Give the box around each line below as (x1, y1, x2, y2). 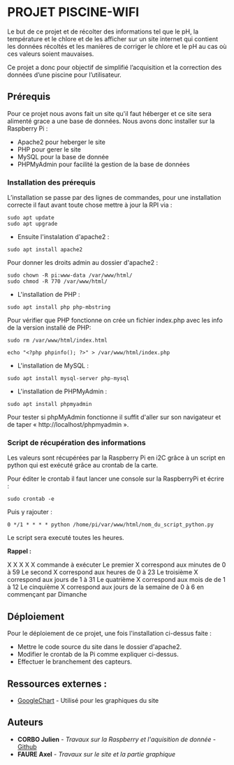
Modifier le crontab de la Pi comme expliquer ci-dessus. (17, 650, 180, 659)
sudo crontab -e (7, 495, 54, 503)
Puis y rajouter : (7, 508, 52, 516)
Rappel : (7, 547, 32, 555)
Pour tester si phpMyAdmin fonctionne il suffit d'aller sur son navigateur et (7, 413, 221, 421)
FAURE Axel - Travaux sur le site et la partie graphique (17, 750, 176, 758)
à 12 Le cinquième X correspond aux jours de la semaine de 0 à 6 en (7, 583, 205, 591)
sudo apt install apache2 (7, 246, 82, 254)
